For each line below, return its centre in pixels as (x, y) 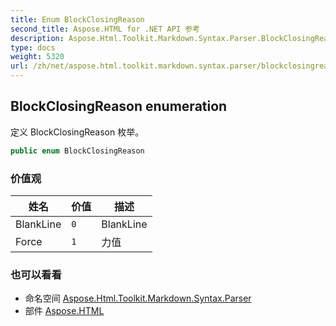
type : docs (33, 47)
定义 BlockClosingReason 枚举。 (77, 132)
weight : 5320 (37, 57)
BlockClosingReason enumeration (119, 106)
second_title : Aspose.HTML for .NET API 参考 (105, 29)
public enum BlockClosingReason (77, 151)
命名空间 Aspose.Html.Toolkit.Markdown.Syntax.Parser (138, 298)
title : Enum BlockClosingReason (77, 19)
